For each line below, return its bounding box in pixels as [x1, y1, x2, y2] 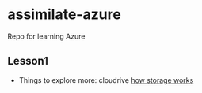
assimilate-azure [7, 6, 122, 24]
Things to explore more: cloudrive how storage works [18, 75, 194, 84]
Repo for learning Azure [7, 32, 86, 41]
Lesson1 [7, 54, 49, 68]
